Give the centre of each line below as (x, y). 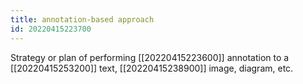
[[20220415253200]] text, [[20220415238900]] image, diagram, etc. (152, 68)
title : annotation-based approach (82, 19)
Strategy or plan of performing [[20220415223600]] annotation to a (150, 57)
